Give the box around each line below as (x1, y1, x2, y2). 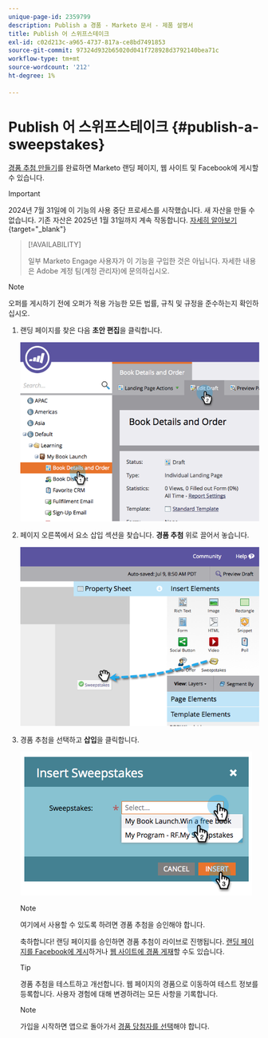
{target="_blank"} (8, 224, 66, 234)
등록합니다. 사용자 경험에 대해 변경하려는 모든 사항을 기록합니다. (19, 989, 219, 999)
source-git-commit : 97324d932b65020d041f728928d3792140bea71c (8, 46, 219, 55)
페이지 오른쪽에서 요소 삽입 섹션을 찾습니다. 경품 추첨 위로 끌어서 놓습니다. (19, 530, 250, 540)
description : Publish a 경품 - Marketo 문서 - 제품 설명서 (8, 21, 194, 29)
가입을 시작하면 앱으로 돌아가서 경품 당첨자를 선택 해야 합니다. (19, 1021, 210, 1032)
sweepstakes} (8, 136, 105, 153)
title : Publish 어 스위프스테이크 (8, 29, 110, 37)
